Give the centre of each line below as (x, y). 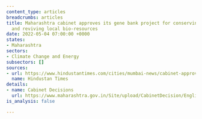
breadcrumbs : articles (35, 17)
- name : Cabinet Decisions (40, 90)
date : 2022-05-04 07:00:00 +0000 (48, 34)
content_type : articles (36, 12)
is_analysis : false (31, 101)
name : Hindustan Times (40, 79)
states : (16, 40)
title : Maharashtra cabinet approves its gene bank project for (88, 23)
